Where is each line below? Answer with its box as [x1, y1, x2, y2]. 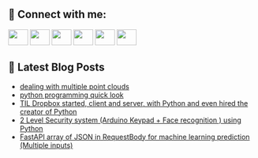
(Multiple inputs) [19, 140, 73, 150]
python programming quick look [19, 90, 124, 100]
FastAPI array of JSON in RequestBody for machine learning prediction [19, 132, 250, 141]
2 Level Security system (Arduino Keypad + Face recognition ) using [19, 115, 242, 125]
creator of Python [19, 107, 77, 116]
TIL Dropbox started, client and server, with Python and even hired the [19, 98, 249, 107]
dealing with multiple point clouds [19, 81, 130, 91]
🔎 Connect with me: [8, 8, 107, 21]
